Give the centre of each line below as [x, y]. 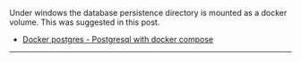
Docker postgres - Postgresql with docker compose [118, 39]
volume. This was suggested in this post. [85, 22]
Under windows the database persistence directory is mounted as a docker [148, 13]
